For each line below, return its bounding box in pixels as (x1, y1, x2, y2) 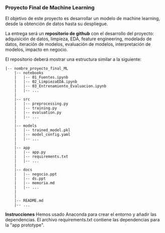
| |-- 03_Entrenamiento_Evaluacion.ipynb (14, 84, 107, 89)
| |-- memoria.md (14, 181, 55, 186)
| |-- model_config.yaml (14, 132, 71, 137)
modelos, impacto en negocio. (5, 47, 68, 53)
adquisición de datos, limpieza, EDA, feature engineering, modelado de (5, 36, 152, 42)
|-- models (14, 123, 37, 128)
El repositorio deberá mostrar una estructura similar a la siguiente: (5, 56, 142, 62)
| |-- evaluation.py (14, 110, 62, 115)
